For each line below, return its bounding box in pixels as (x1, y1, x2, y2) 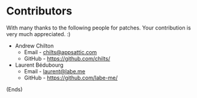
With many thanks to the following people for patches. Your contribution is (6, 24, 192, 31)
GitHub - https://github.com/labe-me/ (24, 74, 118, 81)
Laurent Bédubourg (15, 61, 63, 69)
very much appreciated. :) (6, 30, 71, 37)
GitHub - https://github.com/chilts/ (24, 55, 111, 62)
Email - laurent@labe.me (24, 67, 86, 75)
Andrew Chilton (15, 42, 54, 49)
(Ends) (6, 85, 23, 93)
